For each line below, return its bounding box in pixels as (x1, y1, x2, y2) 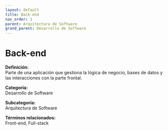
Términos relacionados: (5, 115, 56, 121)
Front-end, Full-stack (5, 120, 49, 126)
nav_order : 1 (5, 17, 33, 22)
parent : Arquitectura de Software (5, 21, 78, 27)
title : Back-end (5, 12, 39, 17)
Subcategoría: (5, 100, 36, 106)
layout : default (5, 7, 39, 13)
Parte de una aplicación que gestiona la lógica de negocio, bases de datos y (5, 70, 163, 76)
